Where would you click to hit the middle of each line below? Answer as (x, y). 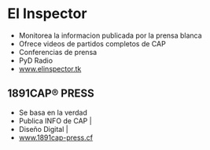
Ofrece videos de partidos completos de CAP (92, 43)
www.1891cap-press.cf (56, 137)
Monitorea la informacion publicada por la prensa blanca (110, 35)
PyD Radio (35, 60)
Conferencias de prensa (58, 52)
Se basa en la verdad (53, 112)
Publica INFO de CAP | (55, 121)
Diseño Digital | (43, 129)
